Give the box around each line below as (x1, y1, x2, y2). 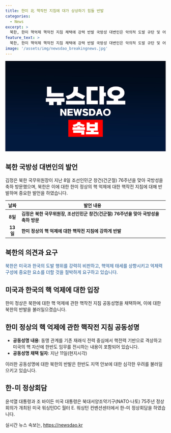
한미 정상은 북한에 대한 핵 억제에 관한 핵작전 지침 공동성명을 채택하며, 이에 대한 (5, 300, 161, 306)
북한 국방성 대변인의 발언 (5, 162, 78, 171)
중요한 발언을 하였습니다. (18, 190, 68, 196)
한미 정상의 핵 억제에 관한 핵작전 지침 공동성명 (5, 323, 140, 331)
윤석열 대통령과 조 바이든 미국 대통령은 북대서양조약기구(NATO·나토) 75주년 (5, 398, 155, 404)
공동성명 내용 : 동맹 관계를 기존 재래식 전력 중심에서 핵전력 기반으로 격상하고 (12, 338, 162, 343)
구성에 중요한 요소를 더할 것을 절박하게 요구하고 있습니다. (5, 269, 118, 275)
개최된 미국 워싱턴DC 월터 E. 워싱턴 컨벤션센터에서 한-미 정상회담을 (18, 404, 153, 411)
